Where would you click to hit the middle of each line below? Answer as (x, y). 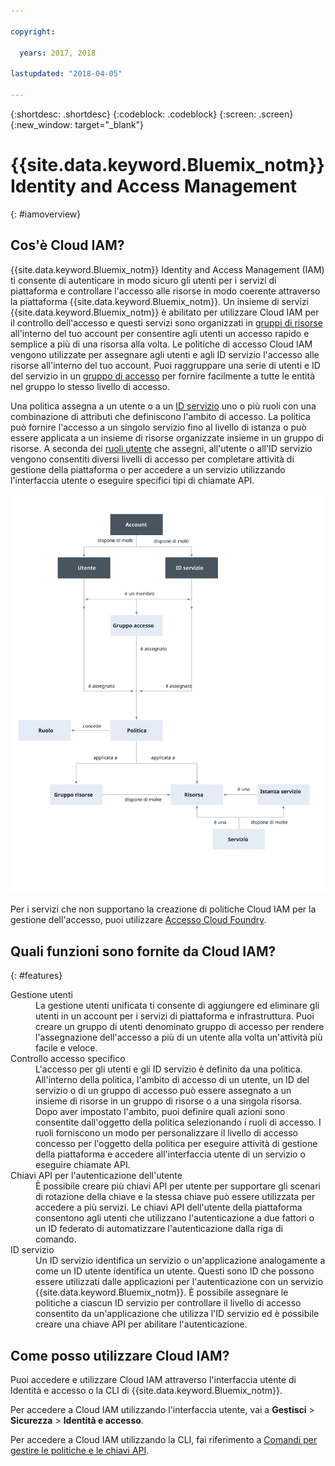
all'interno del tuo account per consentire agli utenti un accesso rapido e (160, 333)
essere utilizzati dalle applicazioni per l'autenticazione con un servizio (179, 1282)
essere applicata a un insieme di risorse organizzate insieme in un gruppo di (167, 437)
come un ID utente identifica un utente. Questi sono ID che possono (175, 1271)
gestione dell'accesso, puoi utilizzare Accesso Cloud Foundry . (138, 920)
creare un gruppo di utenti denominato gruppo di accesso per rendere (180, 1027)
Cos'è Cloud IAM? (67, 245)
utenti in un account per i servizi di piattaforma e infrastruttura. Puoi (175, 1016)
